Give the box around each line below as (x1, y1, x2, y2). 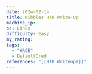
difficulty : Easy (6, 31, 50, 37)
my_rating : (6, 36, 33, 42)
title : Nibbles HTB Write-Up (6, 14, 79, 20)
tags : (6, 42, 20, 48)
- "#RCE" (11, 48, 33, 54)
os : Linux (6, 25, 31, 32)
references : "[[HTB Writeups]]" (6, 58, 87, 64)
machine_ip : (6, 20, 36, 26)
